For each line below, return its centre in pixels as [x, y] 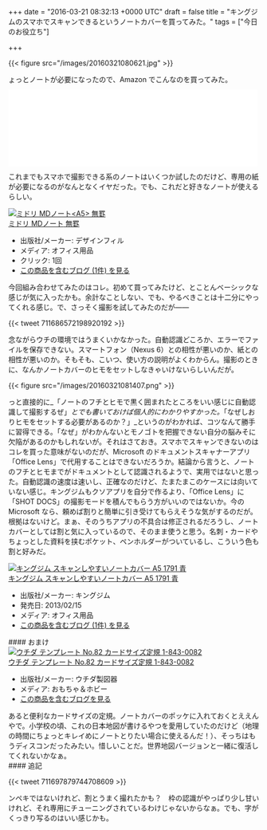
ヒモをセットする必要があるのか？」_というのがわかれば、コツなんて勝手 [135, 422]
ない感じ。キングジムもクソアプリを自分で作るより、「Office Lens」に [130, 492]
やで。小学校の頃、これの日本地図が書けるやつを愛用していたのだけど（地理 [134, 726]
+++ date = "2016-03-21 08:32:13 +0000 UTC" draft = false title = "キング [130, 12]
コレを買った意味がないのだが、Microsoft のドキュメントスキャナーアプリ [130, 452]
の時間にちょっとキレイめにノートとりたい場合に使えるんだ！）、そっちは [129, 736]
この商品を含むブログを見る [65, 699]
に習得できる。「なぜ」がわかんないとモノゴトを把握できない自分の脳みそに [132, 432]
